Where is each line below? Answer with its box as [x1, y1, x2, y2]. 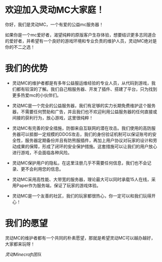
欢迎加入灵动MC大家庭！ [5, 4, 105, 16]
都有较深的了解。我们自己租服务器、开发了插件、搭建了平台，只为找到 [16, 86, 157, 92]
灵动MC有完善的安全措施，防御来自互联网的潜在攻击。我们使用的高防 [12, 125, 152, 131]
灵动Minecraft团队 [5, 251, 42, 257]
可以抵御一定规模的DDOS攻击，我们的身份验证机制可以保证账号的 [20, 131, 152, 137]
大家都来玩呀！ [5, 241, 35, 247]
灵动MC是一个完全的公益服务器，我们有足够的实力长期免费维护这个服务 [12, 102, 156, 108]
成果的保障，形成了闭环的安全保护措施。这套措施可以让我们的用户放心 [16, 143, 157, 149]
